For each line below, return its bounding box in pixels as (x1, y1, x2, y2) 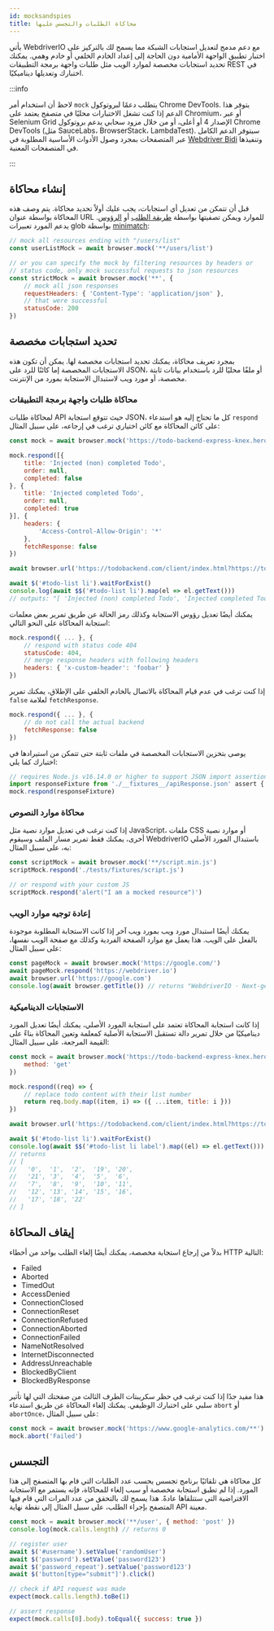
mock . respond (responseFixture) (9, 788, 115, 796)
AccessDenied (20, 1289, 71, 1299)
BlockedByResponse (20, 1375, 91, 1385)
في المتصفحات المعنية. (9, 143, 79, 152)
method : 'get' (24, 1060, 72, 1068)
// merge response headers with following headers (24, 657, 199, 665)
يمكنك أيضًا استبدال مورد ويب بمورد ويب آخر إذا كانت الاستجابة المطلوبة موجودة (9, 926, 250, 936)
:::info (9, 83, 28, 94)
